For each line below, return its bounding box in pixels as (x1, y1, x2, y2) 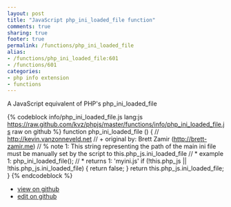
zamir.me (7, 142, 33, 150)
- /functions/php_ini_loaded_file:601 (7, 55, 119, 62)
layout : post (7, 10, 45, 17)
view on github (17, 185, 60, 193)
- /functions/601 (7, 61, 57, 68)
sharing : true (7, 29, 48, 37)
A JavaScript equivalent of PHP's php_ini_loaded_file (7, 99, 157, 108)
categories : (7, 68, 41, 75)
